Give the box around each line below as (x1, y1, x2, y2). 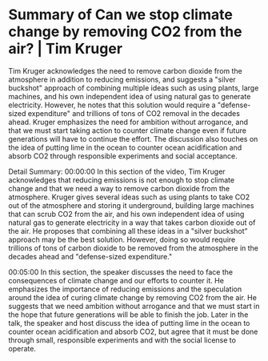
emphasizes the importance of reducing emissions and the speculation (8, 284, 242, 294)
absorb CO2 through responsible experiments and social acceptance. (8, 150, 238, 161)
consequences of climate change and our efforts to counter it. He (8, 275, 224, 285)
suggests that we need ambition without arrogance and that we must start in (8, 301, 260, 311)
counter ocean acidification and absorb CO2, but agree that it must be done (8, 327, 258, 336)
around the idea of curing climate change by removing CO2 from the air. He (8, 292, 258, 302)
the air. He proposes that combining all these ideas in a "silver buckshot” (8, 226, 248, 235)
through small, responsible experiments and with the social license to (8, 335, 236, 345)
